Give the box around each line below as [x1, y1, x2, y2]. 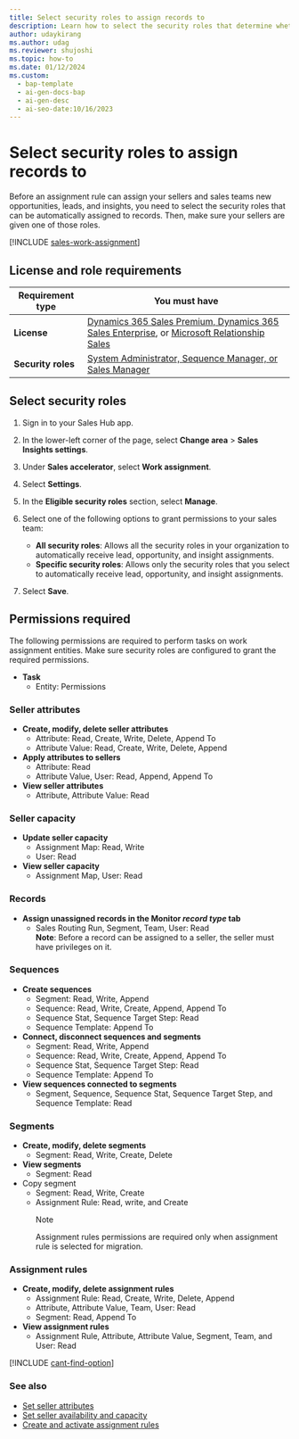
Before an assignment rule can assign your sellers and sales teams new [9, 191, 272, 202]
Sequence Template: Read [35, 1097, 133, 1108]
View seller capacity [21, 861, 101, 872]
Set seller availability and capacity [21, 1410, 148, 1420]
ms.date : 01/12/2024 [9, 63, 86, 72]
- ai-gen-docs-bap [17, 87, 86, 96]
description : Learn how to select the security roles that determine [9, 21, 273, 30]
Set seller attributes [21, 1400, 94, 1410]
